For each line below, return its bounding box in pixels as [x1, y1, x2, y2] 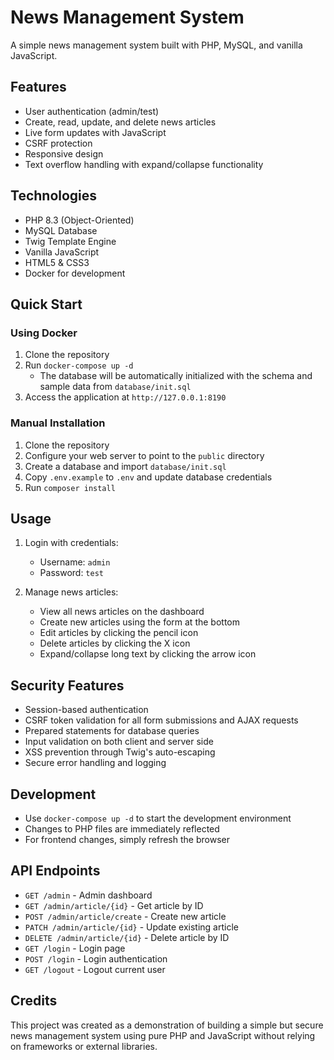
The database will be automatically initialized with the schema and [39, 370, 313, 382]
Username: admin [39, 556, 111, 568]
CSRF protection [24, 137, 93, 149]
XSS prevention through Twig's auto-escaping [24, 746, 216, 758]
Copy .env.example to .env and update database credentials [24, 471, 273, 483]
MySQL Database [24, 224, 98, 236]
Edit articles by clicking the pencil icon [39, 627, 199, 639]
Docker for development [24, 267, 126, 279]
